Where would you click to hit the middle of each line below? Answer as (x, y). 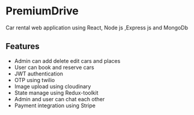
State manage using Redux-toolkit (56, 93)
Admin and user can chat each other (59, 99)
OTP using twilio (35, 80)
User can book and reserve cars (54, 67)
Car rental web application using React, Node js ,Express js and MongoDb (97, 28)
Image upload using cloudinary (53, 86)
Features (23, 46)
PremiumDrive (42, 11)
